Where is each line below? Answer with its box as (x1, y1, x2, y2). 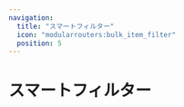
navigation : (8, 13, 54, 23)
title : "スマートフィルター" (16, 22, 115, 31)
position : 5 (16, 38, 63, 48)
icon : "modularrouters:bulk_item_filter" (16, 30, 177, 39)
